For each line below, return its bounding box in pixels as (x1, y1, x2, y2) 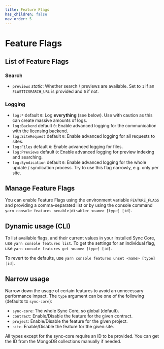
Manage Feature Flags (5, 184, 75, 193)
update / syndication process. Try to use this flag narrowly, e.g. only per (12, 164, 159, 170)
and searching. (12, 154, 43, 160)
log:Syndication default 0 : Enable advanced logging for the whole (12, 159, 147, 165)
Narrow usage (5, 274, 50, 283)
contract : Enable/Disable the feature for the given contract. (12, 313, 133, 319)
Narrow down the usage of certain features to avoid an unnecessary (5, 287, 144, 294)
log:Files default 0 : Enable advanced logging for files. (12, 144, 123, 150)
